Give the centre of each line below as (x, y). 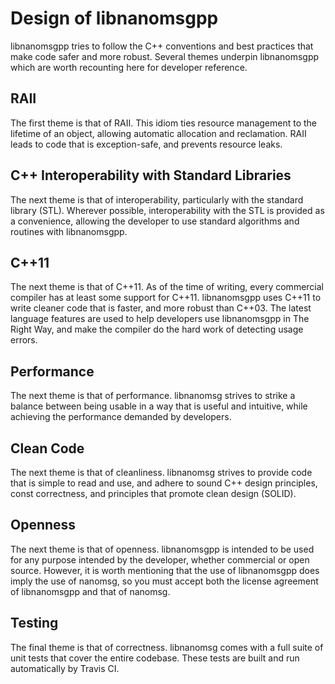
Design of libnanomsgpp (114, 18)
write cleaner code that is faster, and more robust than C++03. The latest (161, 308)
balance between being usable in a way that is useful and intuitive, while (159, 406)
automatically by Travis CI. (65, 668)
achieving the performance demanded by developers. (121, 417)
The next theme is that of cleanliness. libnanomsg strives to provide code (161, 472)
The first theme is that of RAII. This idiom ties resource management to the (164, 123)
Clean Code (47, 448)
